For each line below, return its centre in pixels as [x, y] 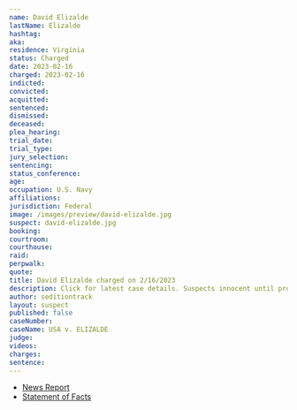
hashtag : [25, 34]
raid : [19, 256]
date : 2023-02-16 [41, 67]
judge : [21, 338]
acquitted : [29, 99]
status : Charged [39, 58]
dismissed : [29, 116]
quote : [21, 272]
